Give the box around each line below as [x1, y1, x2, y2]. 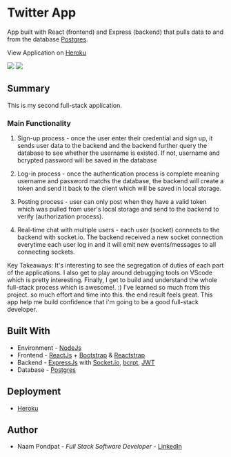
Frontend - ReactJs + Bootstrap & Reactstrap [17, 351, 145, 359]
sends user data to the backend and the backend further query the [17, 142, 208, 150]
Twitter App [7, 5, 77, 21]
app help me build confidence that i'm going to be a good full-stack [7, 298, 199, 306]
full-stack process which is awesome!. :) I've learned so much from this [7, 283, 210, 292]
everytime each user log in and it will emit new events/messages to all [17, 241, 217, 249]
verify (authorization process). [17, 212, 103, 221]
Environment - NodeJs [17, 344, 81, 352]
